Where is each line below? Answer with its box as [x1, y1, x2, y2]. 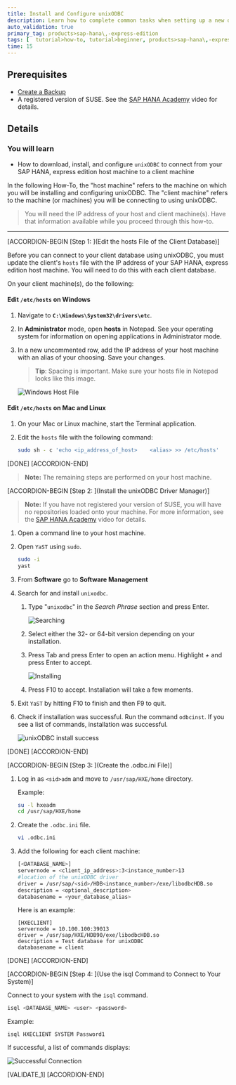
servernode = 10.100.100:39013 [17, 926, 110, 933]
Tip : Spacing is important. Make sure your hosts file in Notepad [34, 367, 218, 375]
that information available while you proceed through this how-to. [24, 217, 214, 225]
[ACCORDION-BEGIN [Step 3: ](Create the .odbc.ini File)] [7, 761, 173, 769]
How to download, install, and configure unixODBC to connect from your [17, 159, 223, 169]
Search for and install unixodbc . [17, 588, 108, 597]
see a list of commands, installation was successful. [17, 720, 169, 728]
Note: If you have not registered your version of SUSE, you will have [24, 500, 222, 508]
